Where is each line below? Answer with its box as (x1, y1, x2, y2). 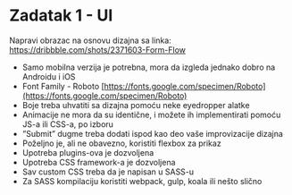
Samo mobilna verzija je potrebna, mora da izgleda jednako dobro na (21, 62, 276, 72)
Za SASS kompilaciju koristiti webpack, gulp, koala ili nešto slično (21, 175, 263, 186)
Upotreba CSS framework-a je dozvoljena (21, 157, 176, 167)
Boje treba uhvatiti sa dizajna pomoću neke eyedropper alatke (21, 99, 250, 110)
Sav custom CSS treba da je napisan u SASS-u (21, 166, 195, 177)
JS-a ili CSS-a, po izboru (21, 118, 114, 130)
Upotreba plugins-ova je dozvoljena (21, 147, 154, 157)
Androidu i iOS (21, 71, 76, 81)
